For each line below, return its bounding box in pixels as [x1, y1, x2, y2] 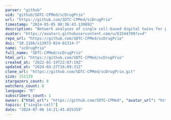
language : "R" [5, 88, 36, 93]
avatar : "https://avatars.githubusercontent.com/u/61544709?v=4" [5, 31, 147, 36]
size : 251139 [5, 74, 33, 79]
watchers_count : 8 [5, 83, 44, 88]
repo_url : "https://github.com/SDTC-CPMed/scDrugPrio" [5, 36, 124, 41]
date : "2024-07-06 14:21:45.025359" [5, 107, 83, 112]
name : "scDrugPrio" [5, 45, 47, 51]
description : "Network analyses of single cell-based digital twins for [5, 27, 163, 32]
